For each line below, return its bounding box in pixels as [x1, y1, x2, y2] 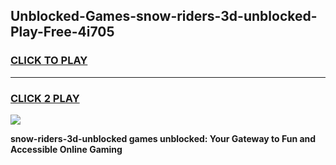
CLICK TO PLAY [10, 54, 88, 68]
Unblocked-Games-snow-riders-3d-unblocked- [10, 8, 318, 25]
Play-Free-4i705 [10, 24, 115, 41]
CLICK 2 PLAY [10, 91, 80, 105]
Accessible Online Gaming [10, 143, 123, 155]
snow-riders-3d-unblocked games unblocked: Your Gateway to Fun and [10, 132, 317, 144]
